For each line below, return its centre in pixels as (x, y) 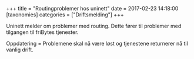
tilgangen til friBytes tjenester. (42, 32)
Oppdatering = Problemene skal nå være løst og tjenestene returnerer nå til (97, 44)
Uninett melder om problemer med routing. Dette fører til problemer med (94, 26)
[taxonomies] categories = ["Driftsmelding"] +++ (65, 15)
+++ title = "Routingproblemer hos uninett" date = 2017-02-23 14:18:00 (92, 8)
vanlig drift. (20, 50)
